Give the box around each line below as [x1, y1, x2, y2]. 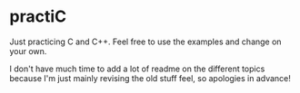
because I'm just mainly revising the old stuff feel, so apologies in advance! [9, 72, 291, 83]
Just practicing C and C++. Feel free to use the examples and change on [9, 36, 282, 47]
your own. [9, 45, 47, 56]
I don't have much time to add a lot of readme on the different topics [9, 63, 265, 74]
